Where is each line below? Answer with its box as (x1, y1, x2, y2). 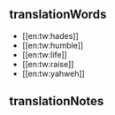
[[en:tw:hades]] (21, 30, 80, 41)
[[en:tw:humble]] (21, 40, 84, 50)
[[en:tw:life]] (21, 49, 68, 60)
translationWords (9, 7, 107, 22)
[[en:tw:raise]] (21, 58, 74, 69)
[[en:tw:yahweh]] (21, 68, 86, 79)
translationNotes (9, 94, 104, 109)
